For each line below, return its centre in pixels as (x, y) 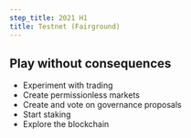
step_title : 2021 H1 (49, 18)
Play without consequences (90, 64)
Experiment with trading (68, 85)
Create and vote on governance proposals (102, 105)
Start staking (47, 114)
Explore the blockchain (66, 124)
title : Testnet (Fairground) (65, 27)
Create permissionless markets (81, 95)
